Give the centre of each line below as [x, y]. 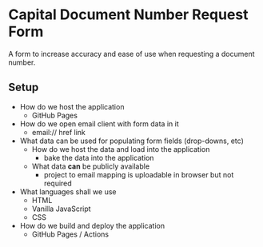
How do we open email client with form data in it [99, 124]
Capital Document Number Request [129, 15]
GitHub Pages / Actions [70, 234]
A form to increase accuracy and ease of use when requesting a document [131, 54]
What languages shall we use [68, 191]
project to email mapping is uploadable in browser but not [139, 174]
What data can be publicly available [91, 166]
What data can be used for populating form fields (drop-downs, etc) [131, 141]
